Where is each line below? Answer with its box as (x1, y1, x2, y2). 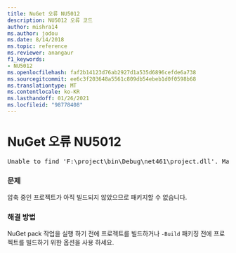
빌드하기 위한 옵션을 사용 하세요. (25, 238, 114, 247)
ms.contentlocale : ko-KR (7, 88, 80, 95)
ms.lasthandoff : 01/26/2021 (7, 95, 90, 102)
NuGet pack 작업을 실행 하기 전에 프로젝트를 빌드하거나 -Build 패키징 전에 (7, 229, 212, 238)
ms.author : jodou (7, 29, 58, 37)
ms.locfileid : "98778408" (7, 102, 83, 109)
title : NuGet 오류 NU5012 (7, 10, 81, 18)
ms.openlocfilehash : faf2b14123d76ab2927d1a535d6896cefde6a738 (7, 69, 197, 76)
